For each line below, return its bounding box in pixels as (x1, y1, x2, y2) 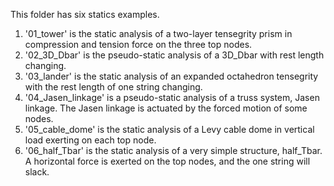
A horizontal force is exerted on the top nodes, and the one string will (24, 155, 311, 167)
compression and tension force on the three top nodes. (24, 39, 253, 50)
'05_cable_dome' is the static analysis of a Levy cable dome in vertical (24, 124, 315, 135)
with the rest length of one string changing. (24, 81, 203, 93)
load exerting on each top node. (24, 134, 157, 146)
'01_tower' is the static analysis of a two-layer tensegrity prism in (24, 28, 293, 39)
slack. (24, 166, 50, 178)
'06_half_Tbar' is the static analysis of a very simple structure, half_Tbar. (24, 145, 323, 156)
